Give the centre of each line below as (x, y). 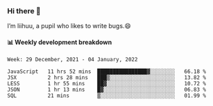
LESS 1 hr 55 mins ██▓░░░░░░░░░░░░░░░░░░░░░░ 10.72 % (107, 83)
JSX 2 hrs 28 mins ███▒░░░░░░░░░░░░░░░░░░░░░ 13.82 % (107, 77)
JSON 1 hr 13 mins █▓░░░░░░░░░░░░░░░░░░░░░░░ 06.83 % (107, 89)
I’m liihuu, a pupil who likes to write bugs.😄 (69, 26)
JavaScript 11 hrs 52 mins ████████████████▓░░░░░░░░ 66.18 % (107, 72)
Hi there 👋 (24, 11)
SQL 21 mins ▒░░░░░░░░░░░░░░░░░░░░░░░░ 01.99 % (107, 96)
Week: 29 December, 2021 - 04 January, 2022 (73, 59)
